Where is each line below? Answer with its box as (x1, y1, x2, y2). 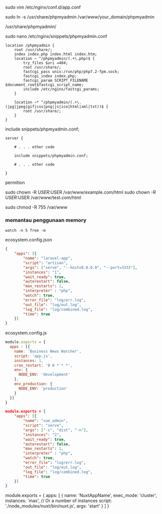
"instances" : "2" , (23, 432, 61, 437)
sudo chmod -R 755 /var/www (5, 204, 67, 210)
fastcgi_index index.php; (23, 73, 77, 78)
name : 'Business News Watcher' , (14, 348, 81, 354)
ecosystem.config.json (5, 237, 52, 243)
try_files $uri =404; (23, 60, 68, 65)
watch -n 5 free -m (5, 228, 46, 233)
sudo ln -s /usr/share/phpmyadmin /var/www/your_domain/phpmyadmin (5, 14, 155, 19)
